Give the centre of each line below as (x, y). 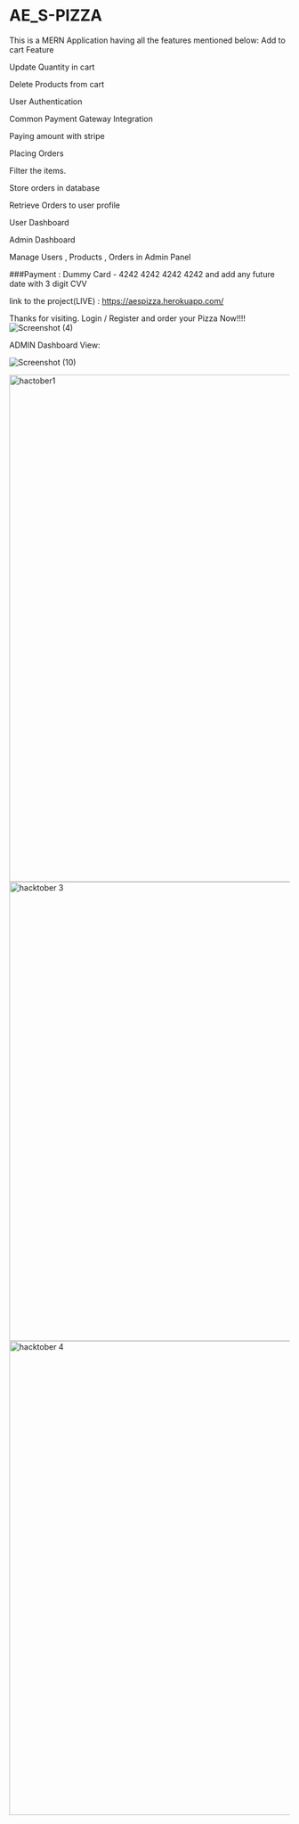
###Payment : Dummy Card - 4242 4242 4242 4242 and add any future (142, 274)
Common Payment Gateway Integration (81, 119)
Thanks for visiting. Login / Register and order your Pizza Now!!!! (128, 318)
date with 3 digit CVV (48, 283)
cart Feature (32, 49)
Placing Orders (36, 153)
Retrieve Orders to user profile (65, 205)
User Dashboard (39, 222)
